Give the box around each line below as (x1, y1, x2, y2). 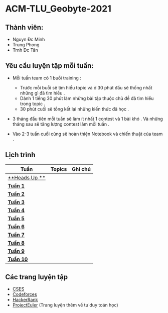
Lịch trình (5, 151, 36, 159)
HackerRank (12, 297, 38, 303)
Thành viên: (5, 23, 44, 32)
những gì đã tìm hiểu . (20, 90, 65, 96)
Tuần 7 (8, 231, 25, 238)
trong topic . (20, 100, 46, 107)
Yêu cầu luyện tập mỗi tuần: (5, 61, 94, 70)
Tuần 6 (8, 223, 25, 230)
